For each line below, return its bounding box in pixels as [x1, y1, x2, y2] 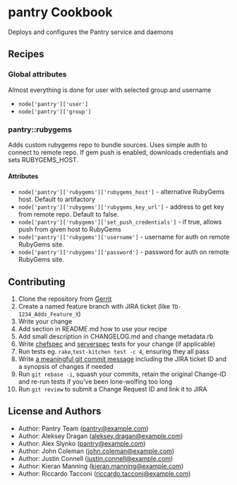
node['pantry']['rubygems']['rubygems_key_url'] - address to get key [18, 202, 224, 211]
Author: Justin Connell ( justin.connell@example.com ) [18, 454, 174, 462]
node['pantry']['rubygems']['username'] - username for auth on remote [18, 233, 230, 241]
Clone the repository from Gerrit [18, 295, 112, 303]
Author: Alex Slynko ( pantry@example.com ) [18, 439, 146, 447]
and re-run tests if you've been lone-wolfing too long [18, 377, 173, 386]
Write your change [18, 316, 73, 326]
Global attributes [8, 69, 67, 79]
